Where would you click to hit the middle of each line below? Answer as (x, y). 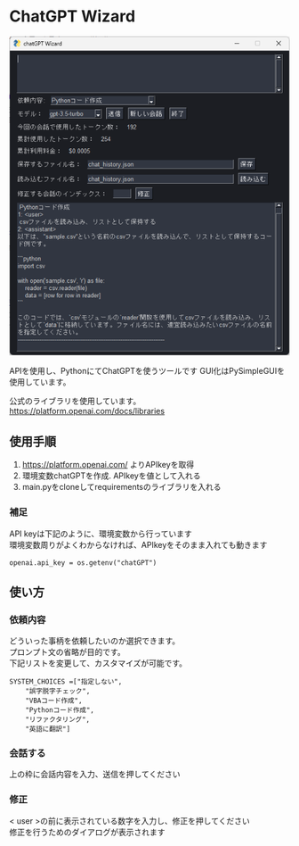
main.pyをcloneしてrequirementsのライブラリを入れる (121, 487)
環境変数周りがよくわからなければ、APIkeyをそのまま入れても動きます (138, 544)
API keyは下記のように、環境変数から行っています (101, 534)
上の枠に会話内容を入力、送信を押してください (95, 775)
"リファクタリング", (58, 720)
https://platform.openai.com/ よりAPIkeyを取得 (108, 465)
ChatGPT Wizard (73, 17)
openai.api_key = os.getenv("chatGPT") (83, 563)
